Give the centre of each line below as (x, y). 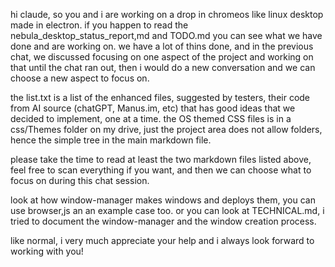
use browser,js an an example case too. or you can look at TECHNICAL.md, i (167, 210)
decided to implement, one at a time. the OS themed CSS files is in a (151, 118)
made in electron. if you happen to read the (99, 25)
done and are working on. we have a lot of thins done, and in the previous (162, 46)
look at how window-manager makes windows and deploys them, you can (163, 200)
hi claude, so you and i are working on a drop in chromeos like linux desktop (167, 14)
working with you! (47, 251)
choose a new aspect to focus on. (80, 78)
